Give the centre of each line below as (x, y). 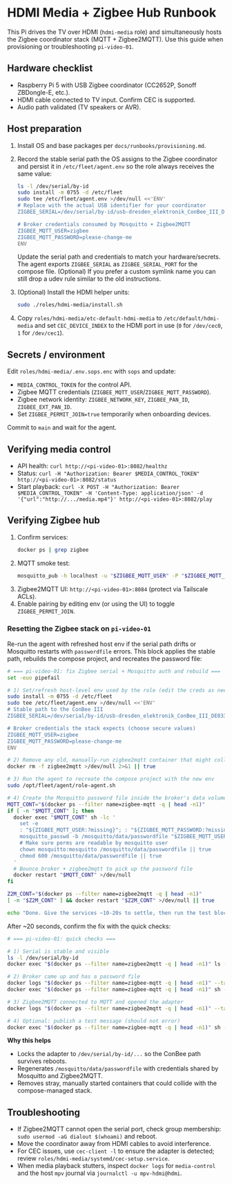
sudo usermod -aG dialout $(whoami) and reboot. (87, 1136)
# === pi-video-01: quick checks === (61, 938)
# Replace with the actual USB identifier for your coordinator (112, 205)
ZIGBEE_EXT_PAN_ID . (45, 407)
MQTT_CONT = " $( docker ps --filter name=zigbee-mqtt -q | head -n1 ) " (106, 804)
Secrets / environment (56, 354)
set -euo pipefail (33, 678)
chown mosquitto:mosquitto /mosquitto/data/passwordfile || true (116, 849)
